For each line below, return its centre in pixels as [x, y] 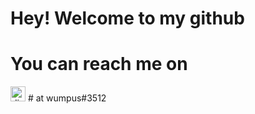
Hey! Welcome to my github [127, 18]
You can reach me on [99, 64]
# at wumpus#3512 [67, 98]
